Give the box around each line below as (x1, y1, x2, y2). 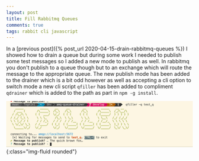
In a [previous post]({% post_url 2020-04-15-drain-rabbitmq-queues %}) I (6, 45, 188, 53)
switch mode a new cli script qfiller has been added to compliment (6, 83, 173, 90)
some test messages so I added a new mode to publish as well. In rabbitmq (6, 58, 190, 65)
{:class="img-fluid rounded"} (6, 148, 78, 155)
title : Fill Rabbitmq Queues (6, 15, 78, 22)
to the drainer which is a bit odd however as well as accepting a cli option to (6, 77, 191, 84)
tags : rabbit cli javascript (6, 28, 78, 34)
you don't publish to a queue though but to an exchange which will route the (6, 64, 192, 71)
